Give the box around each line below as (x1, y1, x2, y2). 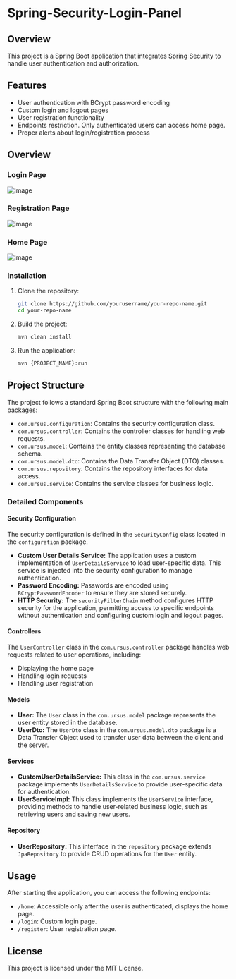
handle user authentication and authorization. (7, 59, 139, 68)
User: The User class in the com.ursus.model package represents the (17, 711, 216, 719)
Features (7, 80, 47, 92)
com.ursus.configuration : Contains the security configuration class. (17, 419, 215, 427)
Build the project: (17, 320, 68, 329)
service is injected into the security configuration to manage (17, 566, 192, 574)
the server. (17, 741, 49, 749)
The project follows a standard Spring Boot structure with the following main (7, 398, 229, 406)
